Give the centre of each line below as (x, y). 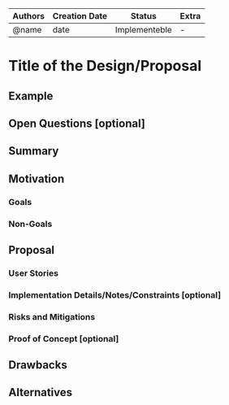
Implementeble (143, 30)
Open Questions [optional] (77, 123)
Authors (29, 16)
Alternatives (41, 392)
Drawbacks (38, 365)
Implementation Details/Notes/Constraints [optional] (115, 294)
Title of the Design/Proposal (105, 66)
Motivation (37, 179)
